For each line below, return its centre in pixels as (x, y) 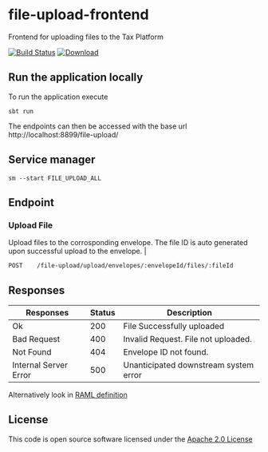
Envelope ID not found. (166, 352)
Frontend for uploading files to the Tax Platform (86, 37)
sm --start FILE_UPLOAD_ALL (55, 178)
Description (190, 313)
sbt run (21, 111)
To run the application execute (58, 97)
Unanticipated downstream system (188, 365)
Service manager (52, 160)
